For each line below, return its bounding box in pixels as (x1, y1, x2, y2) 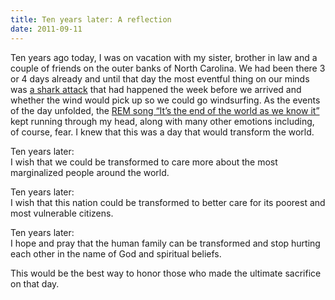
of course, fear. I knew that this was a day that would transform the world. (10, 126, 315, 138)
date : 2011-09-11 (10, 24, 83, 34)
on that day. (10, 277, 60, 290)
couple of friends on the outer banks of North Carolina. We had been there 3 (10, 62, 326, 74)
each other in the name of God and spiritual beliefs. (10, 247, 222, 260)
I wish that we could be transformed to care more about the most (10, 156, 278, 168)
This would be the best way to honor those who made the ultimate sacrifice (10, 267, 322, 279)
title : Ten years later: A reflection (10, 14, 172, 25)
